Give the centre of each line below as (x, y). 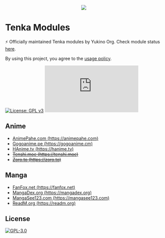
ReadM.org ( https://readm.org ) (44, 203)
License (18, 219)
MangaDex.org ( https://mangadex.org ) (52, 193)
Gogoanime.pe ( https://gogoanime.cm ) (53, 143)
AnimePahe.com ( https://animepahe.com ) (55, 138)
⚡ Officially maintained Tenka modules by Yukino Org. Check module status (83, 41)
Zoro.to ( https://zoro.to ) (37, 159)
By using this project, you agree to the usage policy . (59, 58)
